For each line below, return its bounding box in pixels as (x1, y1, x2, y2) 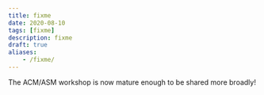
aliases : (8, 48, 37, 56)
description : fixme (8, 33, 73, 42)
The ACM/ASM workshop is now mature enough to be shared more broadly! (8, 77, 256, 87)
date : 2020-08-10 (8, 19, 66, 27)
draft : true (8, 41, 48, 49)
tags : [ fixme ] (8, 26, 55, 34)
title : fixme (8, 11, 52, 20)
